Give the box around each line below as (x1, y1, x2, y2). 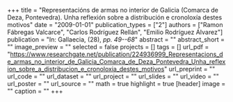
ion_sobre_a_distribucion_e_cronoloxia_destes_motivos (7, 65, 165, 73)
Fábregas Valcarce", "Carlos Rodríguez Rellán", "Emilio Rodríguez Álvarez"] (7, 28, 223, 36)
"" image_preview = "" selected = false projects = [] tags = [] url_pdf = (7, 43, 209, 51)
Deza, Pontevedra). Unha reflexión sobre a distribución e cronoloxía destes (7, 13, 223, 22)
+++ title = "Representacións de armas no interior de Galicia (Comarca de (7, 6, 219, 14)
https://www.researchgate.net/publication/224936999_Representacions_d (10, 50, 224, 58)
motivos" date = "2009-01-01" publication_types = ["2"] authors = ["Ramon (7, 21, 223, 28)
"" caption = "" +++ (7, 87, 64, 95)
